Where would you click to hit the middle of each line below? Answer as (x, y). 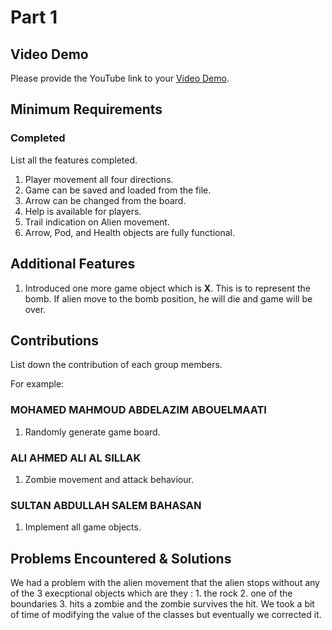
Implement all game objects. (83, 527)
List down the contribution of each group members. (116, 365)
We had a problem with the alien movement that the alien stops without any (165, 583)
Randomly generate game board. (92, 432)
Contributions (54, 340)
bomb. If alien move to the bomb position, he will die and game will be (168, 298)
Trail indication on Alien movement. (97, 222)
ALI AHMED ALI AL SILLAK (76, 458)
